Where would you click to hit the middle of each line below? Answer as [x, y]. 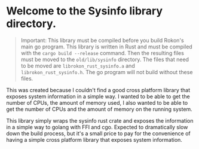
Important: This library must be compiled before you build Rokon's [102, 40]
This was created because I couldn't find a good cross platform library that [98, 90]
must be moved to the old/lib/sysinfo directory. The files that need [105, 59]
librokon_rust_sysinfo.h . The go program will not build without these [107, 72]
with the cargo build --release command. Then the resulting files [102, 53]
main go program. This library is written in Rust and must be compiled [106, 47]
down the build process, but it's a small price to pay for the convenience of [99, 133]
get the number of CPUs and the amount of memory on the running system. [99, 109]
